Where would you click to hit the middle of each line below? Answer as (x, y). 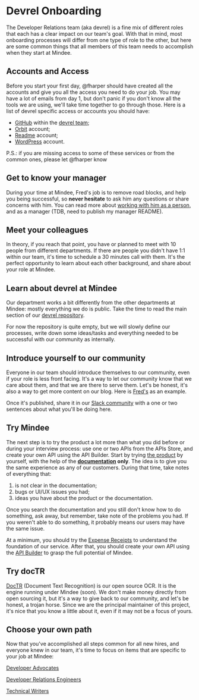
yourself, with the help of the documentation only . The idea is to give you (97, 461)
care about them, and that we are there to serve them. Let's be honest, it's (97, 385)
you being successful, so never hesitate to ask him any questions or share (97, 199)
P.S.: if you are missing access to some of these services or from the (90, 153)
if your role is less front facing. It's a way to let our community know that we (99, 379)
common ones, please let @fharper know (57, 159)
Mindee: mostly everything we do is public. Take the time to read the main (97, 309)
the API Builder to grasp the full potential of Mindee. (70, 553)
